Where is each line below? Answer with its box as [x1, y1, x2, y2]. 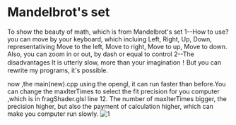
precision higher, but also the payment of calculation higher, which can [7, 102, 214, 110]
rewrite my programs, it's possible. [7, 66, 108, 74]
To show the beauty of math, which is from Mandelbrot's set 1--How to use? [7, 27, 229, 36]
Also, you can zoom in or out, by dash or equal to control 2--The [7, 50, 194, 58]
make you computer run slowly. [7, 110, 99, 118]
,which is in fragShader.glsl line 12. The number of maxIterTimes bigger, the [7, 94, 228, 103]
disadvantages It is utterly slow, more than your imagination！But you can [7, 58, 221, 67]
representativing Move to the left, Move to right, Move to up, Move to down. [7, 42, 228, 51]
